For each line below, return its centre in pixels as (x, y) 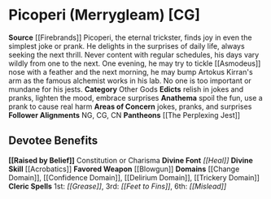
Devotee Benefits (53, 141)
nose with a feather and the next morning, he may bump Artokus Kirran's (131, 71)
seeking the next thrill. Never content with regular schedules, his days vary (134, 54)
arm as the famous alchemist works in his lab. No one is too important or (130, 80)
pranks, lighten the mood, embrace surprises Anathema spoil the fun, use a (135, 97)
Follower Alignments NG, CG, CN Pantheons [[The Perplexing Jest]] (125, 115)
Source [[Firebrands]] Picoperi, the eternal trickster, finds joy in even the (130, 37)
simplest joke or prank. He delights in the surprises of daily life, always (127, 45)
